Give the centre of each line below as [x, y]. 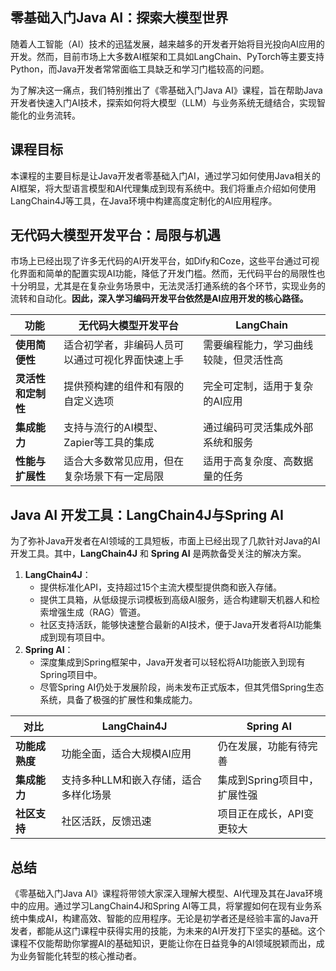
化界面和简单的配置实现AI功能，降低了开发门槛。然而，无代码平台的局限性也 [168, 274]
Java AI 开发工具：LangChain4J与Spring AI [147, 514]
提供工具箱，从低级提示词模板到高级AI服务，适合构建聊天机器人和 [175, 600]
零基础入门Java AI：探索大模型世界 [119, 18]
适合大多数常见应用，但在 [124, 461]
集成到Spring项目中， [268, 780]
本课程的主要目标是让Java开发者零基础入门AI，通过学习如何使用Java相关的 [166, 175]
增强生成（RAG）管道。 [97, 612]
